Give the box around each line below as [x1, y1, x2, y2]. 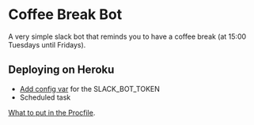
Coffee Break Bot [8, 6, 123, 24]
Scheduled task [19, 93, 71, 102]
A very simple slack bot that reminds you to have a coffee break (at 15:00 [8, 32, 247, 41]
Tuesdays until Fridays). [8, 40, 86, 49]
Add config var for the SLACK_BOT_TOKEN [19, 84, 161, 93]
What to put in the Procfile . [8, 108, 96, 117]
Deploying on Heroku [8, 63, 115, 77]
